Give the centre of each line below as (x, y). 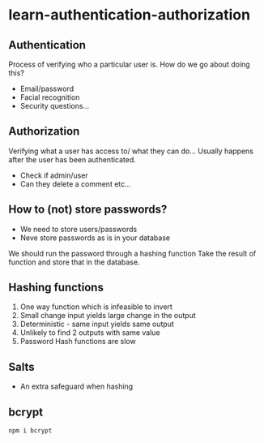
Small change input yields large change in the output (108, 316)
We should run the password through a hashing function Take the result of (132, 253)
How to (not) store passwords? (88, 210)
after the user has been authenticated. (72, 159)
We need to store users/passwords (79, 229)
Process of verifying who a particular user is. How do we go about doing (129, 64)
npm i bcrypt (30, 431)
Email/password (47, 88)
